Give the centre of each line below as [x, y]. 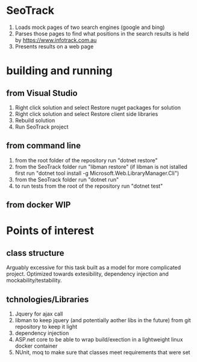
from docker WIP [39, 205]
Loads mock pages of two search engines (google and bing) [90, 27]
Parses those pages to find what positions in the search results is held [102, 33]
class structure [35, 253]
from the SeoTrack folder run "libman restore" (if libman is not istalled [101, 167]
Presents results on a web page [54, 46]
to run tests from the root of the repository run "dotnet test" [89, 186]
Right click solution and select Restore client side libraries [86, 114]
